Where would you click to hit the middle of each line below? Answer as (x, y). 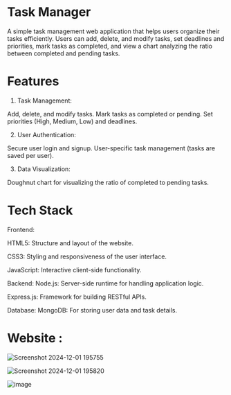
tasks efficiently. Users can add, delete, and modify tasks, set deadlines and (116, 38)
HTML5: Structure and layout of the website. (70, 243)
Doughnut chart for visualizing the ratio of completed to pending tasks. (108, 182)
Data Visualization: (44, 169)
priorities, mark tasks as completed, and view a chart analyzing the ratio (110, 46)
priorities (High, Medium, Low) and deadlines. (72, 121)
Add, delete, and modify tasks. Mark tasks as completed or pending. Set (110, 114)
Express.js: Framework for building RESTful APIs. (77, 297)
